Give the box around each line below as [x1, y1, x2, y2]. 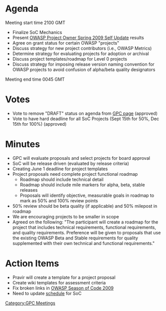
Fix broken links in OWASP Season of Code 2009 [12, 285, 114, 291]
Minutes [5, 139, 40, 150]
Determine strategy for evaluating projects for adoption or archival [12, 51, 149, 57]
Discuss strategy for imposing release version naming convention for [12, 61, 155, 67]
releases [19, 187, 38, 193]
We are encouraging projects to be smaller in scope [12, 213, 119, 219]
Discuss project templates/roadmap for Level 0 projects [12, 56, 127, 62]
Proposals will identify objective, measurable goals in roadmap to [19, 192, 154, 198]
